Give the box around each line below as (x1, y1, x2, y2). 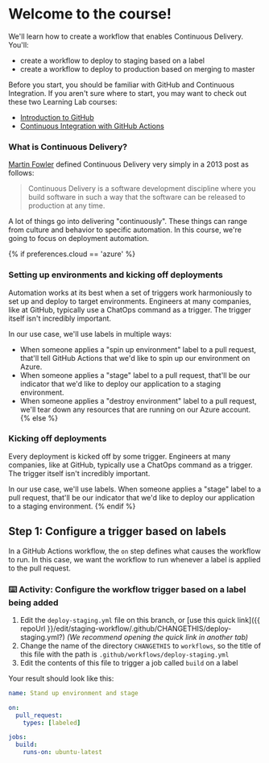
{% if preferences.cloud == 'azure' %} (8, 249, 135, 259)
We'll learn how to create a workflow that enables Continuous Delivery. (8, 31, 244, 41)
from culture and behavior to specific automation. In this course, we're (8, 225, 242, 234)
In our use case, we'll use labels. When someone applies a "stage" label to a (8, 484, 262, 494)
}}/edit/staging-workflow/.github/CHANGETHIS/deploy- (47, 624, 232, 633)
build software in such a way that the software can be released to (27, 193, 246, 202)
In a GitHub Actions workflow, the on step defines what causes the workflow (8, 545, 261, 556)
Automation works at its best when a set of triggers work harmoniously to (8, 288, 252, 297)
